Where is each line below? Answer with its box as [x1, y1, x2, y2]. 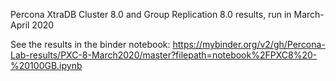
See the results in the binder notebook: [10, 39, 171, 50]
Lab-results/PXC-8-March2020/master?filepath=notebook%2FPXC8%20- [10, 49, 318, 61]
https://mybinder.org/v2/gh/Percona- [172, 39, 326, 50]
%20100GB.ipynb [10, 60, 83, 71]
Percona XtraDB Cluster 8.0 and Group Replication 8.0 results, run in [10, 9, 292, 20]
